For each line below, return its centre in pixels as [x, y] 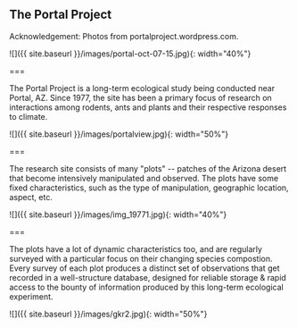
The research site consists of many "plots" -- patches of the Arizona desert [148, 168]
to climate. [29, 116]
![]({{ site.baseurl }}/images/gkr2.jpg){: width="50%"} [108, 314]
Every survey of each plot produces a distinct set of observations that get [144, 268]
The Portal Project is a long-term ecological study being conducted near [142, 88]
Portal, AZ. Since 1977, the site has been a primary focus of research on [140, 97]
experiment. [31, 296]
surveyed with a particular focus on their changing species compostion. [141, 258]
